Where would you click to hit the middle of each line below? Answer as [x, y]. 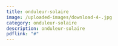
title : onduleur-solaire [38, 12]
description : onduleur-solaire [46, 28]
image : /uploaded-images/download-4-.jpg [59, 17]
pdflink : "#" [23, 34]
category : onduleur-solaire [42, 23]
